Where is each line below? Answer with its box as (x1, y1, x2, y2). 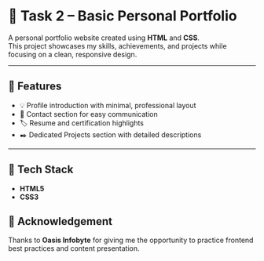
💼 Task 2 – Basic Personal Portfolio (8, 7, 237, 25)
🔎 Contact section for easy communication (19, 109, 159, 118)
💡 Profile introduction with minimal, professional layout (19, 100, 196, 110)
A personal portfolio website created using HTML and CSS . (8, 33, 200, 42)
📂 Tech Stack (8, 163, 74, 176)
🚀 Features (8, 80, 62, 93)
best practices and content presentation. (8, 244, 140, 253)
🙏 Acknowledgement (8, 215, 112, 228)
